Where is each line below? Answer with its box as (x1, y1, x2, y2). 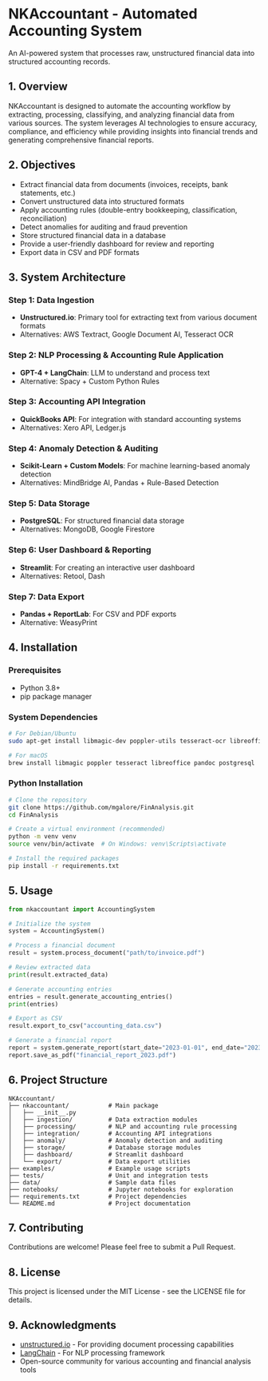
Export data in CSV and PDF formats (19, 247, 140, 257)
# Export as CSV (8, 1014, 62, 1023)
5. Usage (8, 884, 53, 897)
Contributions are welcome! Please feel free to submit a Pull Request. (8, 1242, 236, 1252)
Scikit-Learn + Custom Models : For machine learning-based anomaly (19, 461, 250, 471)
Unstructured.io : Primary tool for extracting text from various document (19, 312, 258, 322)
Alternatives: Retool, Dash (19, 571, 105, 580)
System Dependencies (8, 711, 98, 722)
